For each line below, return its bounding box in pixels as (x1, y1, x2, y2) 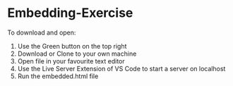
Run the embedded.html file (17, 72, 99, 80)
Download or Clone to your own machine (17, 49, 137, 58)
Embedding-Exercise (7, 5, 133, 21)
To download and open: (7, 28, 76, 37)
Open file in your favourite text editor (17, 56, 125, 65)
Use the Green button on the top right (17, 42, 127, 50)
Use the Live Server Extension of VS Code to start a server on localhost (17, 64, 226, 73)
